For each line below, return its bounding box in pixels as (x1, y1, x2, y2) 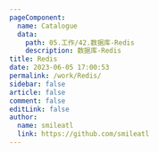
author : (9, 113, 38, 122)
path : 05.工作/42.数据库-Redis (25, 38, 136, 47)
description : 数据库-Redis (25, 46, 122, 55)
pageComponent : (9, 13, 66, 22)
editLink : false (9, 105, 70, 114)
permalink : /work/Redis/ (9, 72, 102, 80)
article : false (9, 88, 66, 97)
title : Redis (9, 55, 58, 63)
